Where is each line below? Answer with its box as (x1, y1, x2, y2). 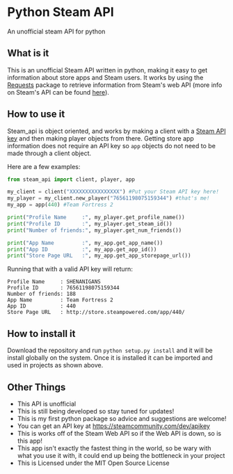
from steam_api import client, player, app (7, 175, 136, 183)
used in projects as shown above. (7, 361, 104, 370)
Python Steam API (7, 4, 115, 20)
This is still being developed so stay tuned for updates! (17, 406, 175, 415)
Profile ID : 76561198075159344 (7, 285, 120, 292)
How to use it (7, 109, 65, 120)
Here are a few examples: (7, 162, 81, 171)
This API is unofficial (17, 400, 77, 408)
